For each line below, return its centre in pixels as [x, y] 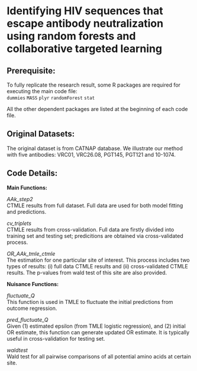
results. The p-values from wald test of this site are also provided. [87, 272]
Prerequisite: [31, 70]
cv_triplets [19, 223]
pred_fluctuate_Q [28, 319]
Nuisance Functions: [33, 284]
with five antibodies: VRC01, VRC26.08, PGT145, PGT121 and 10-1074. [91, 154]
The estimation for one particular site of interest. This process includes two [98, 260]
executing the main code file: [42, 91]
